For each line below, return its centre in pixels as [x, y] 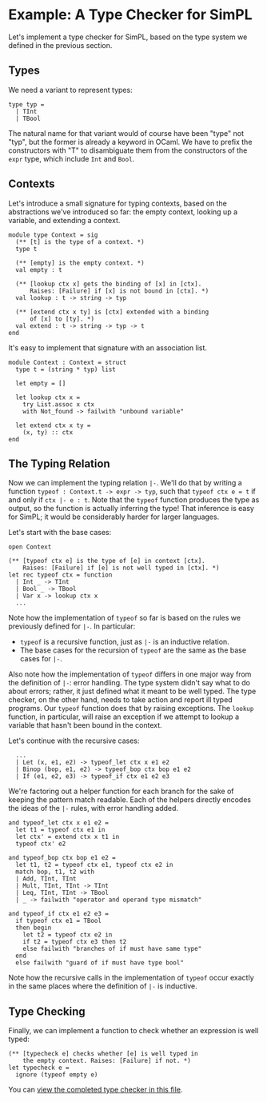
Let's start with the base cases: [60, 533]
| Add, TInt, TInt [46, 879]
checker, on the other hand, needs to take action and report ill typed [121, 700]
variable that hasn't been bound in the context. [85, 725]
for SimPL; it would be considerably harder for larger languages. [114, 517]
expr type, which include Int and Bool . [72, 158]
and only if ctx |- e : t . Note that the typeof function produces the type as [134, 500]
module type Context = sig [53, 235]
